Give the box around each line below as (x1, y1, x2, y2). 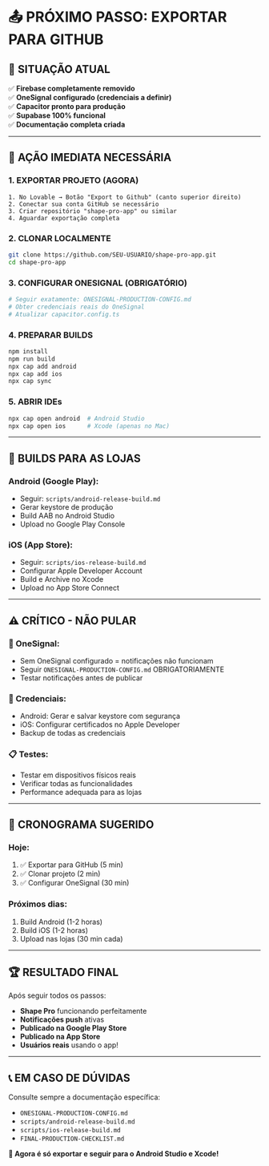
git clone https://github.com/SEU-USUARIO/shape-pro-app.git (8, 251, 217, 259)
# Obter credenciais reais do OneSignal (8, 303, 146, 311)
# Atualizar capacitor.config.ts (8, 310, 120, 318)
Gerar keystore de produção (19, 502, 114, 512)
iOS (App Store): (8, 539, 74, 551)
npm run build (8, 355, 56, 363)
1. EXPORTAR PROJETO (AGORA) (8, 175, 139, 186)
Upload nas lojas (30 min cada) (19, 934, 123, 943)
